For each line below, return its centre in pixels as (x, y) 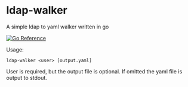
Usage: (15, 49)
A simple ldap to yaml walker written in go (58, 27)
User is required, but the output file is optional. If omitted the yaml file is (94, 71)
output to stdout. (27, 78)
